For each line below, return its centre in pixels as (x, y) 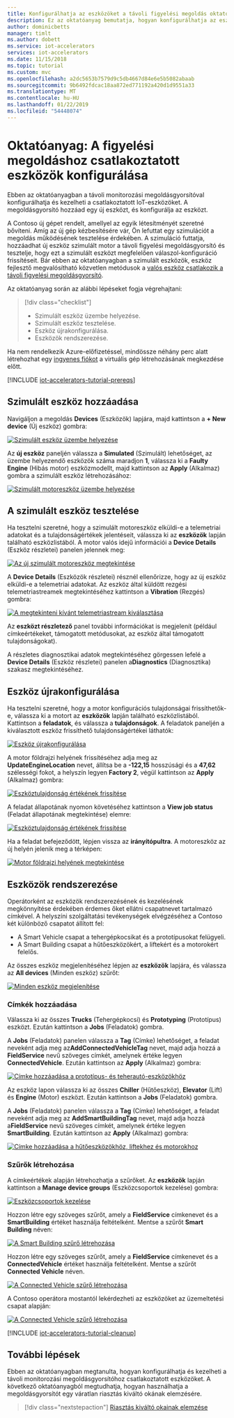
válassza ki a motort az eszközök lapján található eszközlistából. (107, 716)
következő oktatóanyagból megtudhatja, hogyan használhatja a (98, 1387)
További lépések (44, 1355)
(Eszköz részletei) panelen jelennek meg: (66, 550)
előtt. (15, 366)
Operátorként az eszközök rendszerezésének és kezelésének (95, 901)
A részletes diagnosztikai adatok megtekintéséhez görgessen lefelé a (107, 655)
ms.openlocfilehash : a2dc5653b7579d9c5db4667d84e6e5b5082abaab (101, 79)
